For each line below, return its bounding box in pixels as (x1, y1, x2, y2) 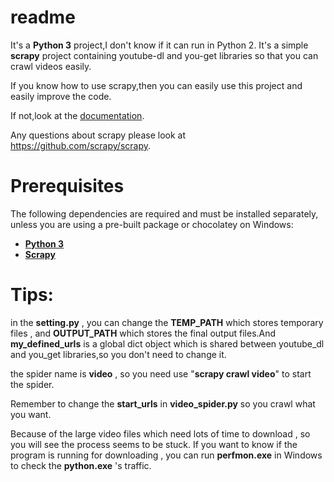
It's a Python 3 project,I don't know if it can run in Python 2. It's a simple (10, 39, 309, 51)
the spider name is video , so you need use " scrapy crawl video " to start (10, 367, 312, 380)
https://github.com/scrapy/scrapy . (10, 139, 151, 151)
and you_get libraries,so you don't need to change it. (10, 348, 227, 360)
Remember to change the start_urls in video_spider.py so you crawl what (10, 397, 316, 410)
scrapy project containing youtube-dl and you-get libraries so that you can (10, 49, 319, 61)
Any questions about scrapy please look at (10, 129, 186, 141)
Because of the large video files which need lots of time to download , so (10, 427, 311, 440)
